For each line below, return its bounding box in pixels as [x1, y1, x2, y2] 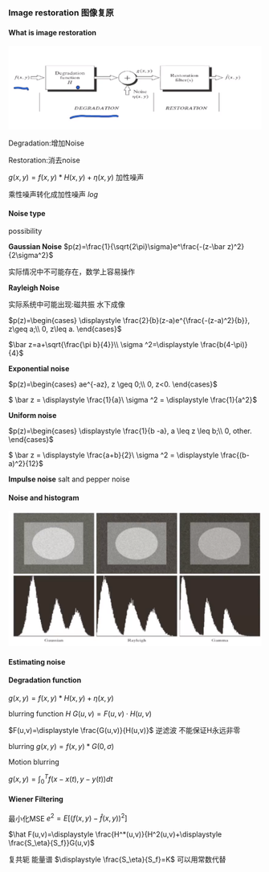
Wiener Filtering [8, 794, 64, 804]
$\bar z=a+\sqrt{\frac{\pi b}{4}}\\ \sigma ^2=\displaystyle [8, 340, 199, 350]
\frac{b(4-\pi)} [200, 340, 248, 350]
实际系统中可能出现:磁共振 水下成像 [8, 300, 125, 309]
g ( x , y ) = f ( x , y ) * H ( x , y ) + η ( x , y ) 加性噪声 [8, 172, 145, 182]
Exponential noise [8, 364, 70, 374]
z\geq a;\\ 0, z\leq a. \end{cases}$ [8, 324, 122, 334]
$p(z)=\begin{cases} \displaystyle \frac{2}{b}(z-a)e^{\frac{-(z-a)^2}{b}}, [8, 316, 251, 325]
